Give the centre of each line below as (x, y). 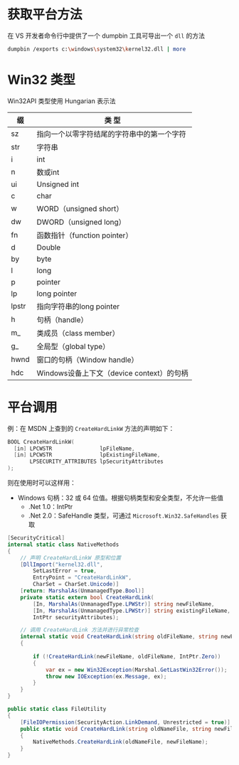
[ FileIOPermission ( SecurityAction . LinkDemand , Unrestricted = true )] (126, 722)
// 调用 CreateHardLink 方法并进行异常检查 (80, 630)
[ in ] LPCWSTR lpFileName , (74, 449)
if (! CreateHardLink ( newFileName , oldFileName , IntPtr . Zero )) (127, 656)
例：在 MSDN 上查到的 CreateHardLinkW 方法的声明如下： (91, 428)
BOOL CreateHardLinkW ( (41, 442)
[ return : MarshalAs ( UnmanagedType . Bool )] (82, 591)
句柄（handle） (62, 319)
